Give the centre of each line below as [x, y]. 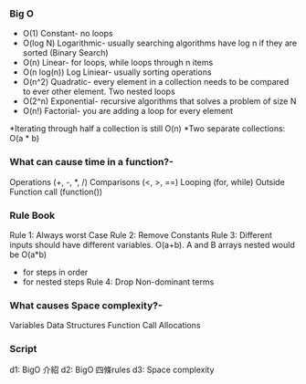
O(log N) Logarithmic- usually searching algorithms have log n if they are [160, 43]
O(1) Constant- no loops [68, 34]
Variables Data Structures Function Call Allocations [105, 326]
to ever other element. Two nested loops [99, 92]
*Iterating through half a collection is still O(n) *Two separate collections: [148, 129]
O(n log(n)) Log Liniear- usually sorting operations [117, 72]
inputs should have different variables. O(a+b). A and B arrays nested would [152, 244]
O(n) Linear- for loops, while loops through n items [118, 63]
